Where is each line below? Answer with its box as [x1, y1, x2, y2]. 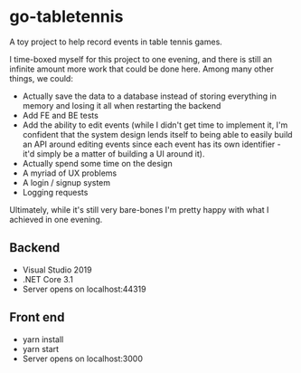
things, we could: [9, 72, 74, 83]
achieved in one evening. [9, 214, 103, 225]
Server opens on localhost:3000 [22, 353, 143, 364]
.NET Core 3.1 [22, 273, 74, 284]
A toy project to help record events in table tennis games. [9, 36, 223, 47]
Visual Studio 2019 [22, 264, 92, 275]
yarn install [22, 333, 64, 345]
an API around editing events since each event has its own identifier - [22, 139, 282, 149]
